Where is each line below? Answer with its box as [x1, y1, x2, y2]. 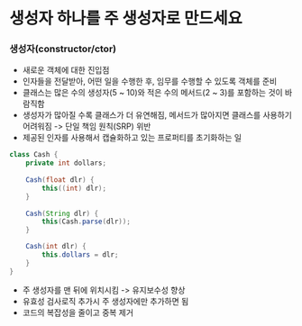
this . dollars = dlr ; [41, 250, 119, 259]
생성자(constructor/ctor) [9, 42, 117, 55]
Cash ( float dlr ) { [25, 176, 95, 185]
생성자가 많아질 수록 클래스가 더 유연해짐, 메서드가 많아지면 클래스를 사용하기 [22, 110, 293, 121]
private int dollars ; [25, 158, 106, 168]
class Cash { [9, 150, 59, 159]
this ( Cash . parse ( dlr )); [41, 217, 131, 226]
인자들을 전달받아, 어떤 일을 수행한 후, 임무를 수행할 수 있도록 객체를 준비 [22, 76, 278, 86]
